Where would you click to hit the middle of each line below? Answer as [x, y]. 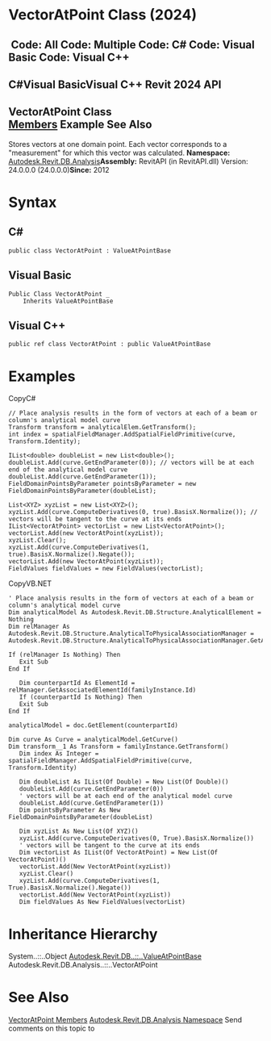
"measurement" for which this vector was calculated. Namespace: [119, 153]
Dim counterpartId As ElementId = [77, 684]
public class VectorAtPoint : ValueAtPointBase [90, 251]
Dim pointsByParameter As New [70, 810]
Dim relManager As [39, 627]
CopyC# [22, 399]
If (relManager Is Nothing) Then [65, 655]
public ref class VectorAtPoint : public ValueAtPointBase [110, 345]
